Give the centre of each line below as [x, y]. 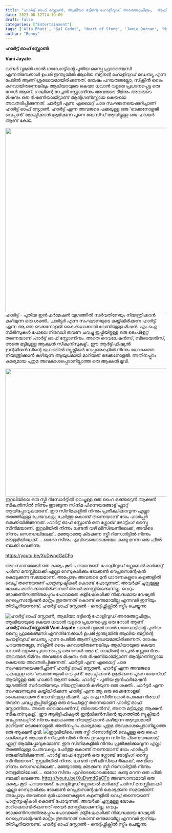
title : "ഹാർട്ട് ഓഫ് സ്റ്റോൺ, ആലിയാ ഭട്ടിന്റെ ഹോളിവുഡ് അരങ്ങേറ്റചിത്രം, [79, 10]
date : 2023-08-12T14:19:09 [34, 15]
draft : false [19, 19]
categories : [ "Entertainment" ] [39, 24]
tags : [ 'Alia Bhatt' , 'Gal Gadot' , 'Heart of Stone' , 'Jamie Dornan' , [82, 29]
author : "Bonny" [23, 34]
